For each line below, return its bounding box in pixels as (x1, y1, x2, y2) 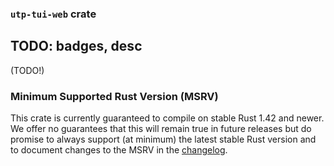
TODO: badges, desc (10, 38, 143, 55)
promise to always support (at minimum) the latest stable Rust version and (10, 133, 317, 146)
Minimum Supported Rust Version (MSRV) (10, 89, 219, 103)
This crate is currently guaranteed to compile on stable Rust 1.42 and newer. (10, 112, 325, 124)
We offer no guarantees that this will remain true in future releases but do (10, 123, 312, 135)
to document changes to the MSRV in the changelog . (10, 144, 228, 156)
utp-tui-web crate (10, 7, 97, 21)
